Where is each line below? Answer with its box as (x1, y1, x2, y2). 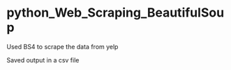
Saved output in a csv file (6, 55, 80, 64)
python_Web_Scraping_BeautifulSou (6, 5, 225, 21)
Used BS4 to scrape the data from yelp (6, 42, 119, 51)
